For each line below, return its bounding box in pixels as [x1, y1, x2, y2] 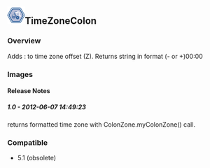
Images [7, 69, 34, 79]
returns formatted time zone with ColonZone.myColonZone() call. [7, 120, 196, 129]
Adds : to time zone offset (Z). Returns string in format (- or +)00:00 [7, 52, 203, 60]
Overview [7, 36, 41, 45]
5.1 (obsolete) [17, 154, 56, 162]
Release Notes [7, 87, 50, 95]
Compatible [7, 138, 48, 148]
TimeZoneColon [24, 15, 97, 27]
